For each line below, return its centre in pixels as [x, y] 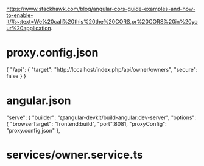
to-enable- [20, 15]
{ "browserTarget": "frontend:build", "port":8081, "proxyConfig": [87, 123]
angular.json [39, 101]
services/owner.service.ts [75, 155]
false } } [16, 76]
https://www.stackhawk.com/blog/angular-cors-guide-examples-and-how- [101, 9]
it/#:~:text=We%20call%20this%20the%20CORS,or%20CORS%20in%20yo [102, 22]
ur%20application [29, 28]
